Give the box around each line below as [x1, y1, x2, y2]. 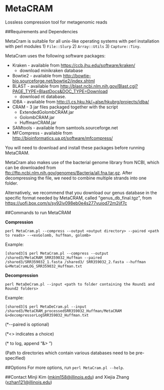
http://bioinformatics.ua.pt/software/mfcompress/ [12, 135, 113, 141]
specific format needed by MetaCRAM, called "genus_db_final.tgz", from [5, 195, 152, 201]
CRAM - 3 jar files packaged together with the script [12, 104, 118, 110]
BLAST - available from [12, 83, 59, 89]
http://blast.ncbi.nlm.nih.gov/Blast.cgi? [60, 83, 138, 89]
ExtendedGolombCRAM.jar [19, 109, 74, 115]
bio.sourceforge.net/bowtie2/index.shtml [12, 78, 95, 84]
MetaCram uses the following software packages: [5, 52, 106, 59]
